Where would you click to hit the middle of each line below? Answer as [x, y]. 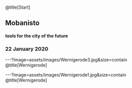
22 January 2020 [27, 49]
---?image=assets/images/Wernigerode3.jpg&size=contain [66, 60]
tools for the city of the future [37, 36]
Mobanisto [22, 23]
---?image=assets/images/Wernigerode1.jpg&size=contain [66, 75]
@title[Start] [18, 7]
